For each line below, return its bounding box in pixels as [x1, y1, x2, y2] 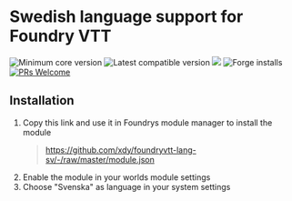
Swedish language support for [9, 6, 244, 27]
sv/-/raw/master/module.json [45, 154, 155, 165]
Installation [9, 93, 75, 108]
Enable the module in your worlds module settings [22, 171, 211, 183]
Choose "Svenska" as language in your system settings [22, 181, 231, 192]
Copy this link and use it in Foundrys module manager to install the [22, 116, 273, 128]
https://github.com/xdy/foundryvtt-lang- [45, 144, 197, 156]
